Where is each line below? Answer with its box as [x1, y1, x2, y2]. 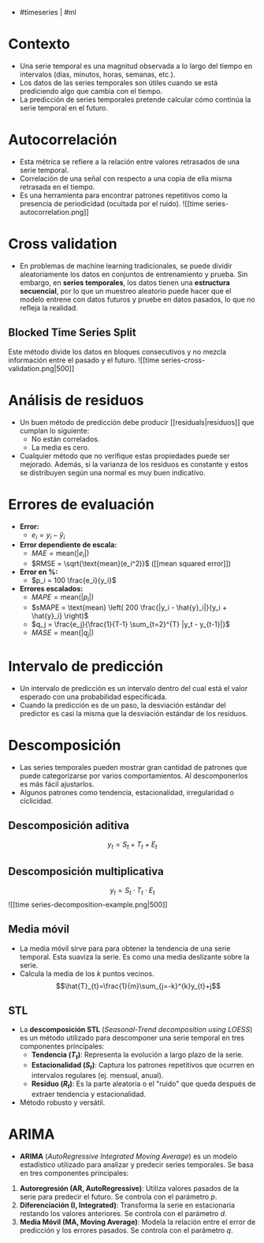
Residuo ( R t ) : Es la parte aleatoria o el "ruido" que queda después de [31, 1079, 256, 1090]
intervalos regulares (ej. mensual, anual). [31, 1071, 164, 1080]
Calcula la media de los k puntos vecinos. [19, 968, 155, 978]
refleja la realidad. [19, 302, 79, 312]
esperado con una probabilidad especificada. [19, 692, 168, 701]
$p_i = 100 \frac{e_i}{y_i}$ [31, 576, 117, 585]
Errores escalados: [19, 584, 84, 594]
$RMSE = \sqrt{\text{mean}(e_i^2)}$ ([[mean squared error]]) [31, 559, 231, 569]
